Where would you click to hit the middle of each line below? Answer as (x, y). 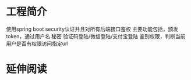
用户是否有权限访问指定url (37, 43)
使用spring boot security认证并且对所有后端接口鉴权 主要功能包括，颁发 (92, 29)
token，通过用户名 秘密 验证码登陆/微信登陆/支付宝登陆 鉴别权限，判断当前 (96, 36)
